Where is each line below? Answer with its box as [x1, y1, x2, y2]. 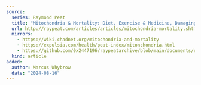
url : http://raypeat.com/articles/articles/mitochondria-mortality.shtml [11, 25, 199, 32]
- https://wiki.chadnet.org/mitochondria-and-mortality [17, 37, 160, 42]
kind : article [11, 53, 47, 59]
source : [6, 8, 26, 15]
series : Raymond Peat [11, 14, 66, 20]
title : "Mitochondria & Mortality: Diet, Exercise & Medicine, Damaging [11, 20, 197, 26]
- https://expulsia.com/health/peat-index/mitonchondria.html [17, 42, 175, 48]
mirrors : [11, 31, 33, 37]
